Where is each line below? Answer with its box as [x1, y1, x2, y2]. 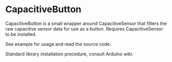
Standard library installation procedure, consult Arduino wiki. [5, 51, 133, 57]
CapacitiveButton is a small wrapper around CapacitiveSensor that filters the [5, 20, 167, 26]
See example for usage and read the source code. [5, 41, 111, 47]
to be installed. [5, 31, 37, 37]
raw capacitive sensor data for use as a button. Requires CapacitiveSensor [5, 25, 163, 32]
